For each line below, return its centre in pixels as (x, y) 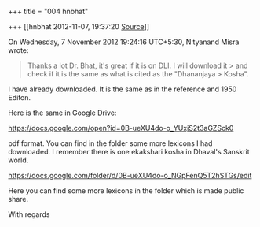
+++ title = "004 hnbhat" (48, 11)
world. (18, 160)
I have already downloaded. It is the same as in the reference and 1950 (123, 89)
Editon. (20, 97)
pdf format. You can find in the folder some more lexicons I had (110, 143)
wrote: (18, 50)
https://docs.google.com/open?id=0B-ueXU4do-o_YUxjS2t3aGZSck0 (121, 128)
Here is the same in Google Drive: (62, 113)
